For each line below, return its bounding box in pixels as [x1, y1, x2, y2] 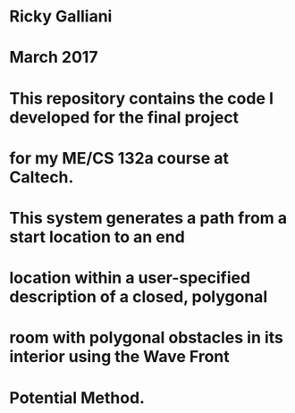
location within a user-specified [9, 268, 251, 288]
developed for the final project [9, 107, 240, 127]
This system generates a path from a [9, 207, 288, 228]
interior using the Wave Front [9, 347, 230, 367]
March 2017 [9, 47, 98, 68]
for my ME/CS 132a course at [9, 147, 230, 168]
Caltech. [9, 167, 74, 187]
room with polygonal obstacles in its [9, 328, 284, 348]
